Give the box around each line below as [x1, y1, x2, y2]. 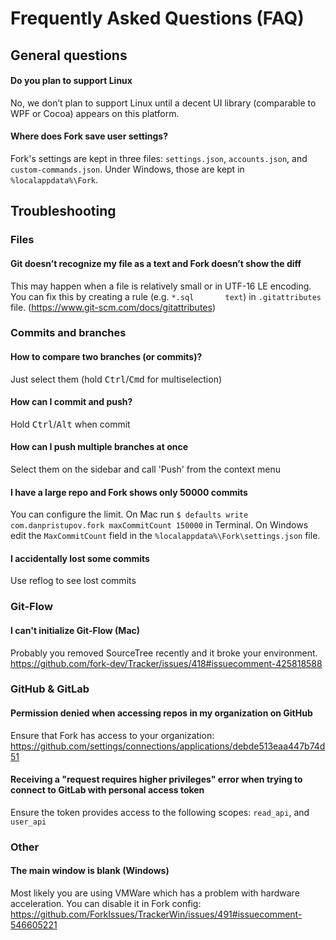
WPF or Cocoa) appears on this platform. [10, 107, 180, 119]
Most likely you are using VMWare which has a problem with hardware [10, 887, 300, 899]
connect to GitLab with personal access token [10, 784, 205, 796]
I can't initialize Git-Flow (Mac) [10, 624, 141, 636]
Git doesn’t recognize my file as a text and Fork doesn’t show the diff [10, 257, 302, 269]
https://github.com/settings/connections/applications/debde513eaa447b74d [10, 740, 326, 752]
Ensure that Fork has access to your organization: [10, 729, 215, 741]
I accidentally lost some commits [10, 552, 150, 564]
